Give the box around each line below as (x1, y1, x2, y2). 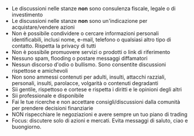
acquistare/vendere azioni (11, 23, 75, 30)
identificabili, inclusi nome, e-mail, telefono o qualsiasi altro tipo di (11, 36, 172, 43)
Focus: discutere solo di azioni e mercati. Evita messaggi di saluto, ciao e (11, 117, 188, 124)
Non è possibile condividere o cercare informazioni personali (11, 30, 159, 37)
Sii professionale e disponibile (11, 92, 84, 99)
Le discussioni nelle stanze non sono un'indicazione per (11, 18, 148, 24)
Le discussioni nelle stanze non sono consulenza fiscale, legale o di (11, 5, 176, 12)
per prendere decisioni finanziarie (11, 105, 94, 111)
